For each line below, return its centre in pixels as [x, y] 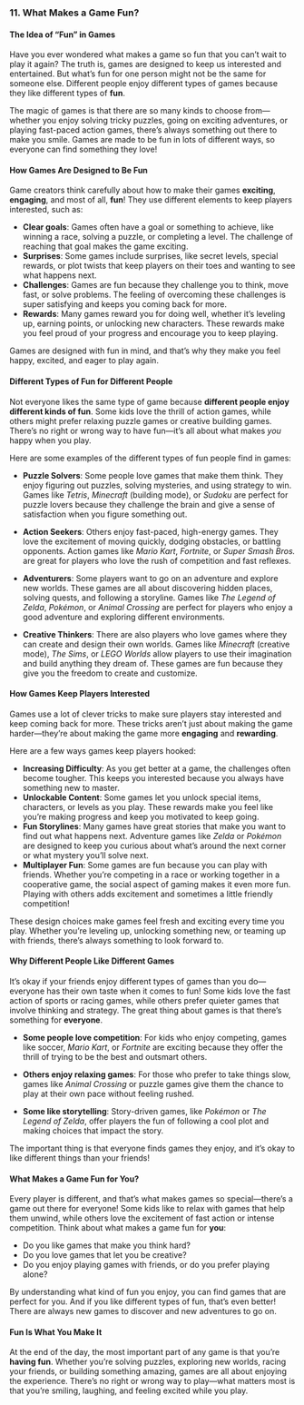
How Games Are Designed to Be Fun [78, 170]
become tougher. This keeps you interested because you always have [153, 777]
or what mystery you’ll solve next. [86, 855]
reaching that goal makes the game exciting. [105, 246]
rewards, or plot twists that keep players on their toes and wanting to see [159, 266]
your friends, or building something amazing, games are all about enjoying [148, 1371]
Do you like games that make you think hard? [106, 1245]
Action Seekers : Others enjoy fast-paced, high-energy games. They [150, 531]
